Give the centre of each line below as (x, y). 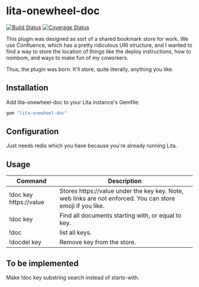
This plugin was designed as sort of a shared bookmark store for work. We (97, 39)
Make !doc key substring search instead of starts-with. (73, 278)
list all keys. (76, 232)
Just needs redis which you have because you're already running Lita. (92, 146)
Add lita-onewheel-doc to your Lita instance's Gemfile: (73, 102)
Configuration (33, 132)
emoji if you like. (82, 206)
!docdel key (25, 243)
